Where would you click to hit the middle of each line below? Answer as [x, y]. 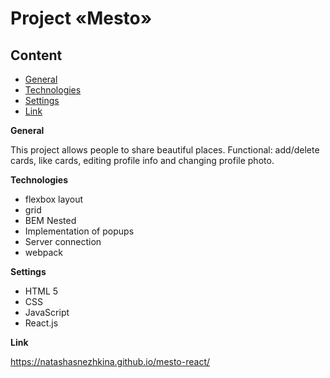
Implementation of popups [79, 231]
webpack [43, 252]
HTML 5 [41, 291]
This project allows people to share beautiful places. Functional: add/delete [165, 150]
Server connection [63, 241]
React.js [41, 323]
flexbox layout [53, 199]
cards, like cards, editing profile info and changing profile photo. [142, 160]
